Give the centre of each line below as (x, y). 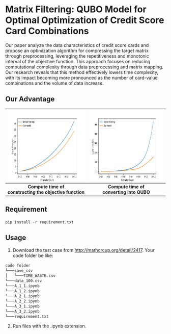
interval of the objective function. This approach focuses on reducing (78, 61)
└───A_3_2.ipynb (22, 311)
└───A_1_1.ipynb (22, 286)
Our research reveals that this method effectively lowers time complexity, (82, 72)
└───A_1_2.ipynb (22, 291)
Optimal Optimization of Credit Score (85, 20)
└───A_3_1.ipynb (22, 306)
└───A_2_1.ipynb (22, 296)
